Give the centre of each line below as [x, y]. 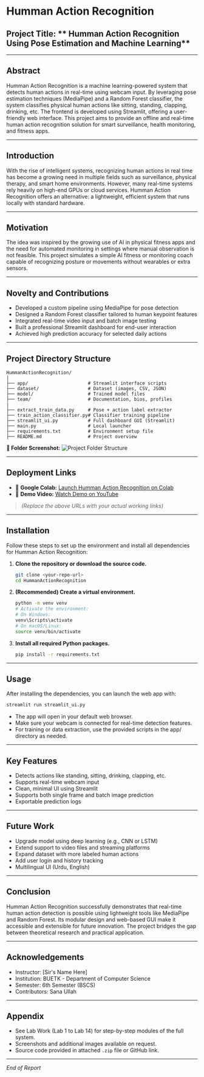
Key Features [32, 761]
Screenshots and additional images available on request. [86, 1044]
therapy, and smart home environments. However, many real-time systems [100, 183]
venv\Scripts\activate [44, 620]
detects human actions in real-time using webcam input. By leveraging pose [101, 92]
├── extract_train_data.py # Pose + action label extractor [89, 410]
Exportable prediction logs [48, 802]
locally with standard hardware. [46, 203]
